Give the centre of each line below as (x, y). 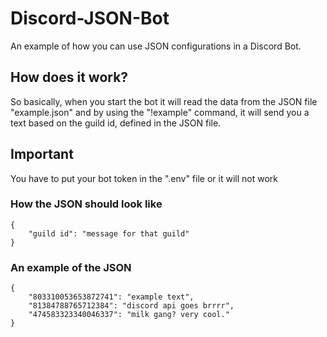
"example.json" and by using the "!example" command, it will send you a (160, 112)
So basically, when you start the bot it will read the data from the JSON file (164, 101)
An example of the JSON (71, 267)
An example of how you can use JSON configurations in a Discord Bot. (156, 46)
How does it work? (69, 77)
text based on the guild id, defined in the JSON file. (116, 123)
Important (42, 154)
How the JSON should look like (86, 204)
